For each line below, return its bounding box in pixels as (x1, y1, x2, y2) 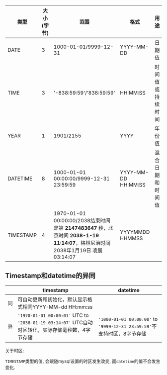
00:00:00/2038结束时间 (53, 217, 110, 224)
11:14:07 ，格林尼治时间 (53, 240, 111, 246)
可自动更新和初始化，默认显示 (17, 296, 88, 303)
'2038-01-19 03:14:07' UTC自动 (17, 319, 93, 326)
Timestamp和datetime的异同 (5, 272, 96, 280)
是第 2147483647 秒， (53, 225, 108, 231)
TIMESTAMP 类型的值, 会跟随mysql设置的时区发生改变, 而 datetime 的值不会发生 (5, 358, 161, 364)
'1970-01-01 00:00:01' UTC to (17, 312, 89, 319)
